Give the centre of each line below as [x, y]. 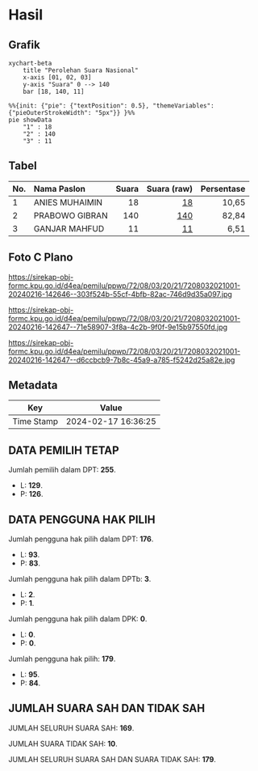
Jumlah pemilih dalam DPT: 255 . [62, 470]
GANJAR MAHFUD [69, 228]
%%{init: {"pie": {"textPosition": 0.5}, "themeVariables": [112, 106]
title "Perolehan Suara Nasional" [81, 70]
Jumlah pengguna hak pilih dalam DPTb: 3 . [80, 579]
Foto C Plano [41, 258]
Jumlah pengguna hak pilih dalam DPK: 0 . [78, 619]
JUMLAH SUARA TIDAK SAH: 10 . [63, 743]
